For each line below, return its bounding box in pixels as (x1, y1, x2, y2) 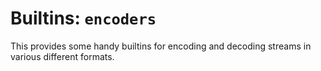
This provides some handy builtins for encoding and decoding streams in (10, 40, 312, 52)
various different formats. (10, 50, 115, 62)
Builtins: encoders (10, 7, 157, 30)
